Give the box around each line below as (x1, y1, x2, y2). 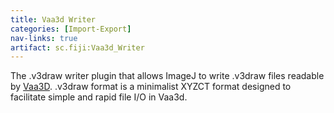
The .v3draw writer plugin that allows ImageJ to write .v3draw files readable (10, 70, 325, 82)
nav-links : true (10, 33, 78, 43)
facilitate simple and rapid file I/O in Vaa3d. (10, 91, 188, 103)
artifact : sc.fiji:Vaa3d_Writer (10, 42, 145, 53)
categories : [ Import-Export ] (10, 24, 132, 34)
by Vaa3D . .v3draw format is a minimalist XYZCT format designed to (10, 81, 292, 93)
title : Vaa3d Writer (10, 14, 97, 25)
